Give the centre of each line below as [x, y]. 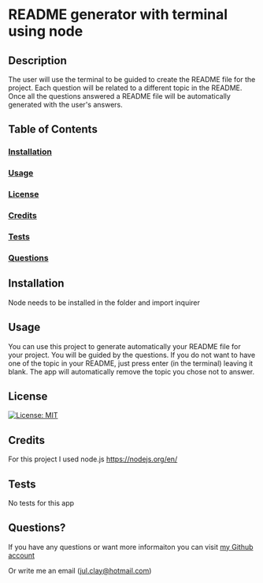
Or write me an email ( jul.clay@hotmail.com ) [80, 570]
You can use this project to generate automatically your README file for [125, 346]
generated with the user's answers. [66, 105]
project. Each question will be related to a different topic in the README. [125, 88]
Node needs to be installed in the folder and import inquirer [104, 303]
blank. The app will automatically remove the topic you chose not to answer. [131, 371]
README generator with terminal [118, 15]
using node [46, 31]
